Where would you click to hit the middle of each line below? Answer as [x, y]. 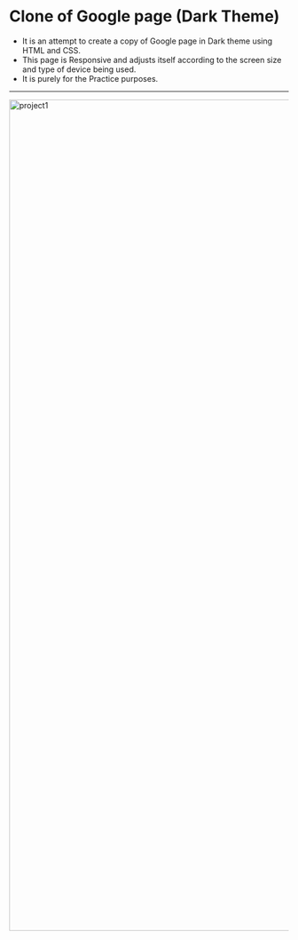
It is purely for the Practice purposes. [90, 78]
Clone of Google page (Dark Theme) [145, 16]
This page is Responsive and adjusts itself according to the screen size [152, 60]
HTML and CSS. [51, 50]
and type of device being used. [79, 69]
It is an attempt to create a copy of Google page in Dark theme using [147, 41]
